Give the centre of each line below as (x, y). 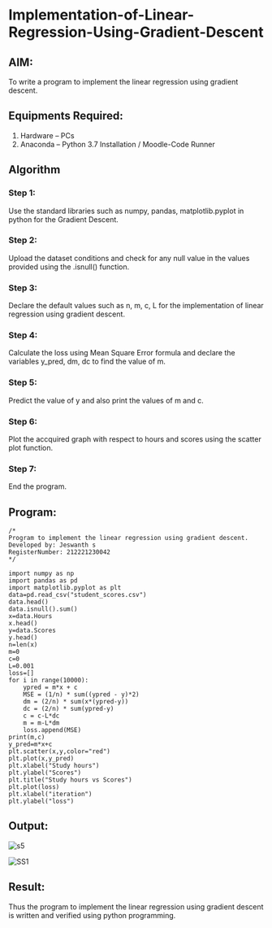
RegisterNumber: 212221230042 (60, 552)
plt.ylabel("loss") (41, 802)
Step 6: (23, 421)
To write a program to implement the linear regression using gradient (123, 82)
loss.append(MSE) (52, 730)
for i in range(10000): (49, 681)
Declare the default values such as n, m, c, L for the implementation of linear (136, 306)
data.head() (28, 602)
